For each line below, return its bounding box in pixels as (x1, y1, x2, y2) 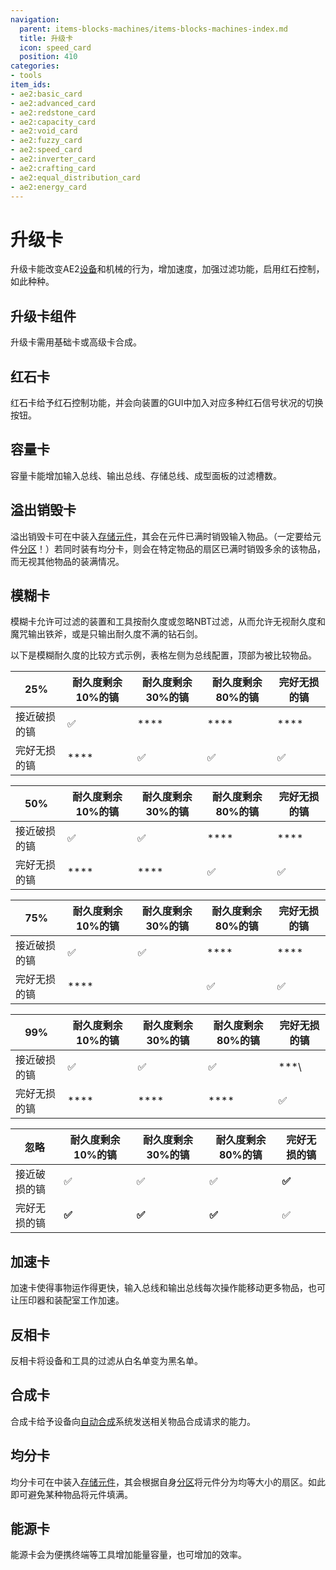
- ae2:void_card (10, 126, 78, 136)
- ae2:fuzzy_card (10, 136, 83, 146)
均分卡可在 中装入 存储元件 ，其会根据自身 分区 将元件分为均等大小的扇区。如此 (10, 1476, 326, 1488)
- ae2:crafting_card (10, 163, 97, 173)
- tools (10, 71, 43, 81)
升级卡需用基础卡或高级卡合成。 (10, 336, 142, 348)
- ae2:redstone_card (10, 107, 97, 118)
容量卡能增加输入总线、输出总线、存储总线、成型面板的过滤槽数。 (10, 469, 282, 481)
